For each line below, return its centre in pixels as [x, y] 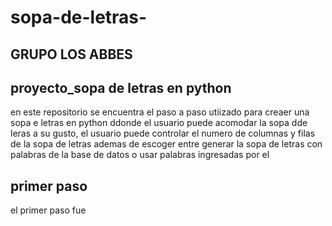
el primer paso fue [48, 210]
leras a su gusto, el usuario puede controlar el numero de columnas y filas [163, 133]
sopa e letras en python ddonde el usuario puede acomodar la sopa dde [159, 123]
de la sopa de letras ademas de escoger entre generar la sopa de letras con [166, 144]
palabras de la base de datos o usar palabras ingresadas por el [140, 155]
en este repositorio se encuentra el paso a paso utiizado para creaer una [160, 112]
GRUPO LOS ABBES [71, 54]
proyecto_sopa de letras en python [121, 87]
